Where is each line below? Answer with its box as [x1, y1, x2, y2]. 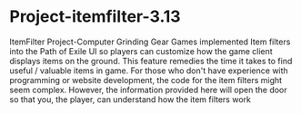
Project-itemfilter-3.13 [9, 6, 181, 27]
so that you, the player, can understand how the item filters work [9, 93, 252, 105]
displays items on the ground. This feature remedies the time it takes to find [9, 55, 293, 66]
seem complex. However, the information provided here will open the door [9, 84, 288, 95]
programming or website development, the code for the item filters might [9, 74, 283, 85]
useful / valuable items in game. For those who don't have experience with [9, 65, 288, 76]
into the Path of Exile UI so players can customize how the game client [9, 45, 273, 56]
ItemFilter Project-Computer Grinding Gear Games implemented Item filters [9, 36, 291, 47]
